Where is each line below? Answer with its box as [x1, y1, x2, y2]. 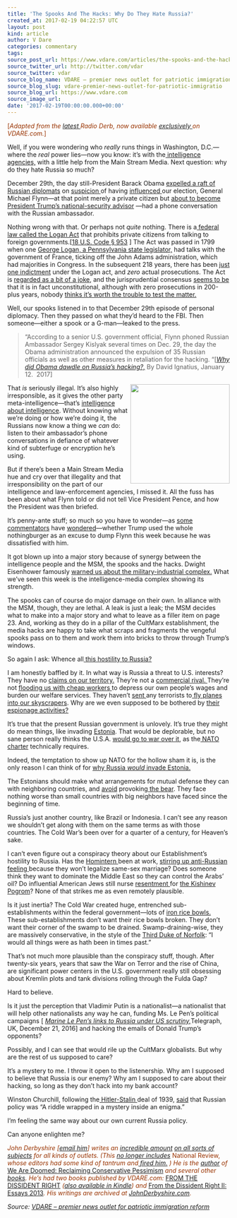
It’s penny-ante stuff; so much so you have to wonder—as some [7, 516, 193, 525]
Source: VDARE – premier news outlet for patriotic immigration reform [7, 1202, 210, 1211]
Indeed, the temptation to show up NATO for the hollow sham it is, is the [7, 756, 217, 764]
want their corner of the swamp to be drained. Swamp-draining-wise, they [7, 923, 224, 931]
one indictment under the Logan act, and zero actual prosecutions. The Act [7, 268, 226, 276]
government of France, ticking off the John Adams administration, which [7, 252, 218, 261]
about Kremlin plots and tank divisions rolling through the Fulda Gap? [7, 974, 208, 982]
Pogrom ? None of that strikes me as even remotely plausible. [7, 887, 185, 895]
